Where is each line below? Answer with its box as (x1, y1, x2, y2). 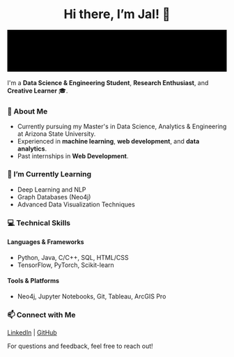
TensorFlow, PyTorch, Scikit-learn (17, 261, 115, 269)
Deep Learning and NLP (17, 185, 86, 194)
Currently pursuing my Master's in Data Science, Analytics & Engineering (17, 122, 227, 131)
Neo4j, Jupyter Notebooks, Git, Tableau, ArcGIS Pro (17, 292, 166, 301)
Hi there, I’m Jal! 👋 (63, 6, 171, 22)
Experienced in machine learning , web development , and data (17, 137, 200, 146)
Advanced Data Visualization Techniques (17, 200, 136, 208)
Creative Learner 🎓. (7, 86, 68, 95)
